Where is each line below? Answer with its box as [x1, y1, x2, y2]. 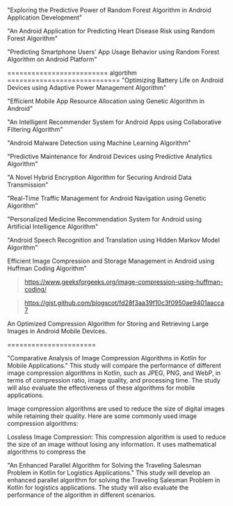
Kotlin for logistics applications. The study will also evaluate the [7, 484, 189, 491]
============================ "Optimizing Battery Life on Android [7, 76, 224, 84]
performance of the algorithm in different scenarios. [7, 491, 156, 499]
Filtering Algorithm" [7, 125, 63, 133]
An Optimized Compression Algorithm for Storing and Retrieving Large [7, 320, 209, 328]
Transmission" [7, 181, 49, 189]
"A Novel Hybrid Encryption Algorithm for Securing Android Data [7, 174, 192, 181]
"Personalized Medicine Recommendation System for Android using [7, 215, 202, 223]
